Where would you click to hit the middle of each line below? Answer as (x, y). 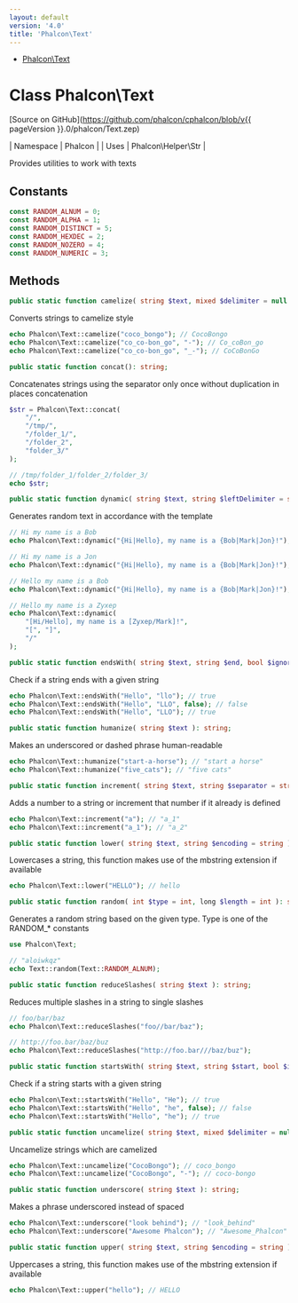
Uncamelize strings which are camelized (83, 1149)
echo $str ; (29, 483)
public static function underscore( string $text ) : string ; (125, 1190)
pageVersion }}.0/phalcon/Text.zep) (74, 129)
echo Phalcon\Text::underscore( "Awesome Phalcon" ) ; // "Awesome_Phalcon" (149, 1232)
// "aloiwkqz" (35, 961)
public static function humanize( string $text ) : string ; (121, 729)
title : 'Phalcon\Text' (51, 34)
